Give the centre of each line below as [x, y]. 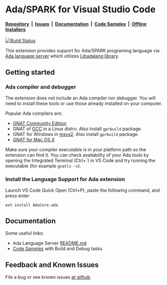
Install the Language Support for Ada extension [65, 179]
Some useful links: [25, 233]
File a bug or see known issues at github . [49, 277]
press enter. [18, 196]
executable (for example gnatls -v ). [43, 166]
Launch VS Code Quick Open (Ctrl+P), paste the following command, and [82, 190]
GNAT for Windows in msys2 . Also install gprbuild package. [76, 134]
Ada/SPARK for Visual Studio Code [80, 9]
